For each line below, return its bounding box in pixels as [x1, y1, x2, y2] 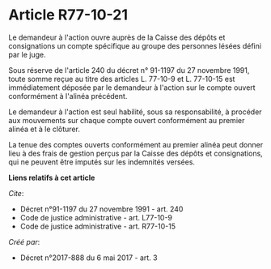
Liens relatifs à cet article [8, 173, 95, 182]
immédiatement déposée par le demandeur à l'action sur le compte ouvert [8, 83, 256, 92]
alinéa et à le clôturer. [8, 124, 81, 134]
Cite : [8, 188, 24, 198]
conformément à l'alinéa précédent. [8, 91, 128, 100]
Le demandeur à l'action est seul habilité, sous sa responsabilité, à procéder [8, 107, 262, 117]
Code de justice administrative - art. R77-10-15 [19, 221, 176, 231]
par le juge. [8, 49, 46, 59]
